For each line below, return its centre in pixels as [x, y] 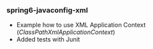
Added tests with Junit [48, 39]
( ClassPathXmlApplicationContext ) [66, 32]
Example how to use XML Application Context [81, 25]
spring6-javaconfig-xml [47, 10]
